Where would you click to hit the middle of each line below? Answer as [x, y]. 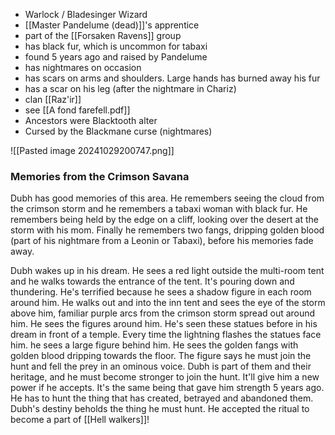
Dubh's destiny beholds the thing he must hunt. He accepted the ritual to [160, 409]
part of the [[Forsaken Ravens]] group [103, 35]
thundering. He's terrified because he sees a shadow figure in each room [161, 292]
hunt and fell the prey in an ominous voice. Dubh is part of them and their [161, 366]
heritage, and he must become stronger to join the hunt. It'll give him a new [165, 377]
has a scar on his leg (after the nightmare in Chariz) [130, 88]
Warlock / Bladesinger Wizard [86, 14]
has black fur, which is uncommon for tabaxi [116, 46]
